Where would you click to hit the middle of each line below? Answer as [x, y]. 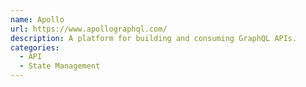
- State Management [60, 66]
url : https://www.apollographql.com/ [89, 29]
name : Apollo [37, 19]
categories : [35, 47]
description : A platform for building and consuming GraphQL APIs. [154, 38]
